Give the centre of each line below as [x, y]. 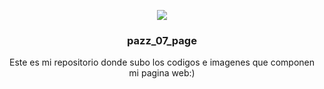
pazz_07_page [162, 40]
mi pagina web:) [162, 73]
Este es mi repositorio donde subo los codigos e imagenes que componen [161, 62]
